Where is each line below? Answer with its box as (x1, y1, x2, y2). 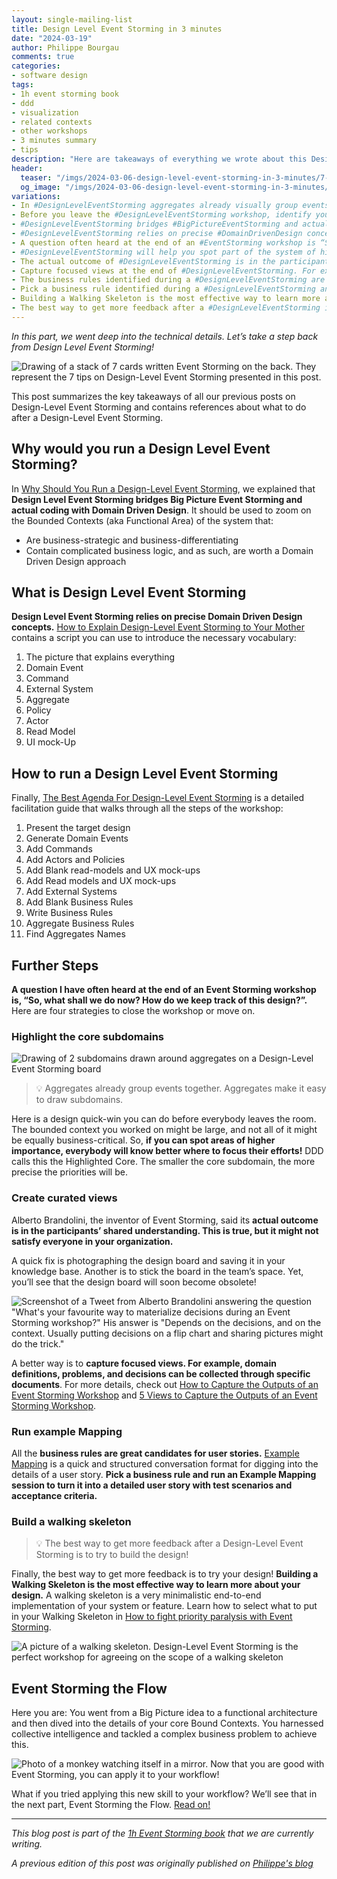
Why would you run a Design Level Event (11, 441, 271, 458)
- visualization (11, 107, 79, 118)
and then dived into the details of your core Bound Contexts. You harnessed (11, 1717, 324, 1729)
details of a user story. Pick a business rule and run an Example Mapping (11, 1468, 317, 1480)
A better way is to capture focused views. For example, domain (11, 1357, 277, 1369)
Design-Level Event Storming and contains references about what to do (11, 401, 307, 413)
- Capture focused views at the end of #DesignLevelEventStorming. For (11, 266, 316, 276)
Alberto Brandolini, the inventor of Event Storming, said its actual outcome (11, 1214, 319, 1226)
